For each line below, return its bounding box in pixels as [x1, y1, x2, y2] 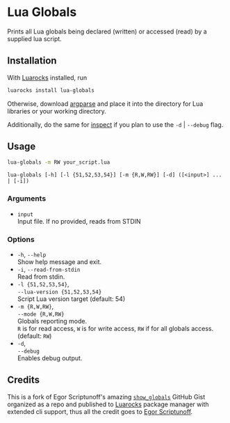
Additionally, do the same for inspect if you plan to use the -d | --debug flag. [7, 120, 224, 129]
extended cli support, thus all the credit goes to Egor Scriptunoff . [7, 407, 193, 415]
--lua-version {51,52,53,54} [17, 289, 102, 295]
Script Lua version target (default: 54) [17, 294, 126, 303]
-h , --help [17, 250, 47, 259]
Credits [7, 374, 40, 386]
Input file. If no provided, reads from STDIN [17, 217, 141, 225]
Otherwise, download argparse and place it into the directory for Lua [7, 99, 204, 108]
